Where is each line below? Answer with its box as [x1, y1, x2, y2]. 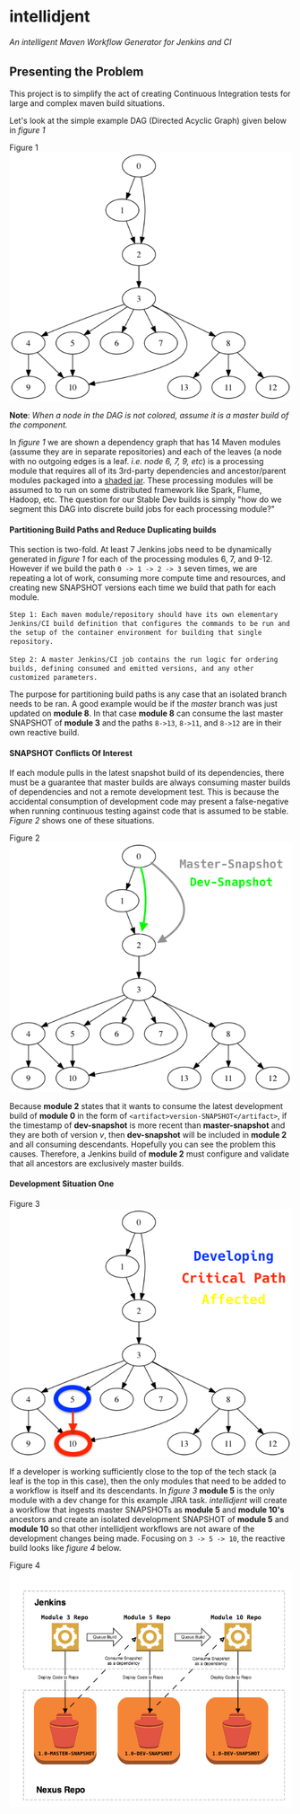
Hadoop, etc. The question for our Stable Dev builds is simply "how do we [9, 494, 282, 505]
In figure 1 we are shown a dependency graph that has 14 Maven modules [9, 436, 281, 447]
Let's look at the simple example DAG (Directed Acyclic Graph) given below [9, 115, 287, 126]
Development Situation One [9, 1178, 115, 1189]
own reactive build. [9, 727, 80, 738]
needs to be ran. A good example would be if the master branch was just [9, 699, 278, 709]
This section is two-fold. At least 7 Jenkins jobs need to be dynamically [9, 544, 272, 555]
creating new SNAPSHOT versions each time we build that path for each [9, 582, 276, 594]
